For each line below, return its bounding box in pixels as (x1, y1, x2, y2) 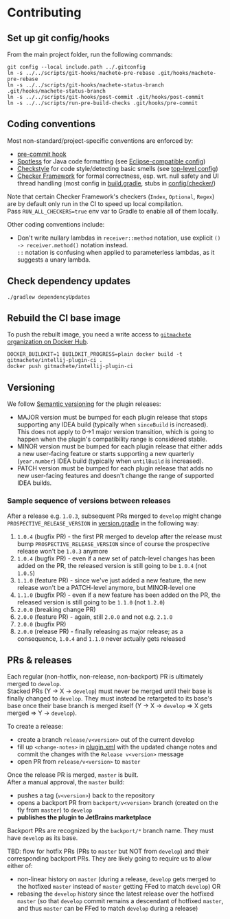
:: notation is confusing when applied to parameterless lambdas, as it (16, 248, 215, 256)
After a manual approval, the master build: (7, 778, 125, 786)
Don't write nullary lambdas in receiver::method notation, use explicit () (16, 234, 221, 242)
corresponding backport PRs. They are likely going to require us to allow (7, 854, 211, 863)
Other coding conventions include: (7, 220, 105, 228)
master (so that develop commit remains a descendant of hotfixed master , (16, 897, 224, 905)
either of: (7, 862, 33, 870)
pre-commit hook (16, 150, 67, 158)
